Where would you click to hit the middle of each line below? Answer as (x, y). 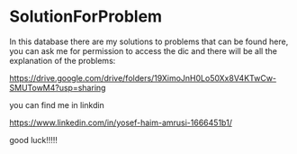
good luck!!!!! (34, 140)
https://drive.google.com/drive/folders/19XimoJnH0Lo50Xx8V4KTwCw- (143, 77)
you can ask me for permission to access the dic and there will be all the (143, 50)
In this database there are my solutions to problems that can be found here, (149, 41)
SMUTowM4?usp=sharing (58, 87)
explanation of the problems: (63, 60)
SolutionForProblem (86, 17)
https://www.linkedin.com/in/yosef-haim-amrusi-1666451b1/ (121, 122)
